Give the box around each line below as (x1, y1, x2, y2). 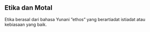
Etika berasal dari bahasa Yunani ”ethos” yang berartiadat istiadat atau (4, 16, 146, 22)
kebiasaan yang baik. (4, 21, 47, 27)
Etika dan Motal (4, 4, 53, 12)
